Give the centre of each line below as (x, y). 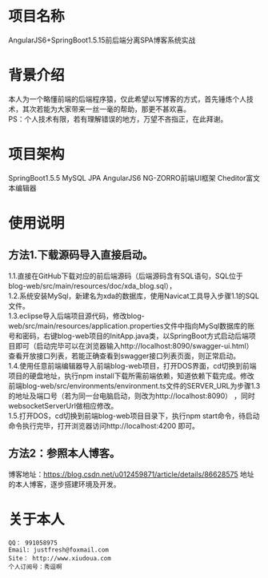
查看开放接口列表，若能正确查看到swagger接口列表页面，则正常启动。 (124, 356)
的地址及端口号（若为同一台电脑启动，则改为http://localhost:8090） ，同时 (132, 396)
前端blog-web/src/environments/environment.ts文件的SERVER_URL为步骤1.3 (134, 385)
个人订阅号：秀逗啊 (35, 567)
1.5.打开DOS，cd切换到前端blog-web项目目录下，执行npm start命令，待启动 (134, 416)
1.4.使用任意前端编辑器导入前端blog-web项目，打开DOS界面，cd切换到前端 (133, 365)
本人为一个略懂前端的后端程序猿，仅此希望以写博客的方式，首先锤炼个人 (127, 99)
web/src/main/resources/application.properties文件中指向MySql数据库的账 (131, 325)
